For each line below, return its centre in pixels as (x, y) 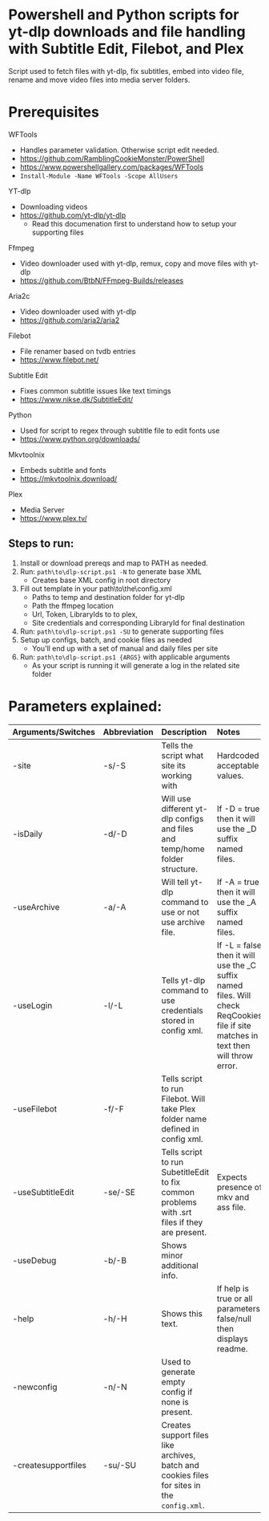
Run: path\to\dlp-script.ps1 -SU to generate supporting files (122, 631)
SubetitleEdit (185, 1172)
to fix (171, 1182)
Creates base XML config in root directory (101, 580)
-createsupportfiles (49, 1465)
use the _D (237, 829)
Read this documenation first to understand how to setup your (134, 223)
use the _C (236, 965)
